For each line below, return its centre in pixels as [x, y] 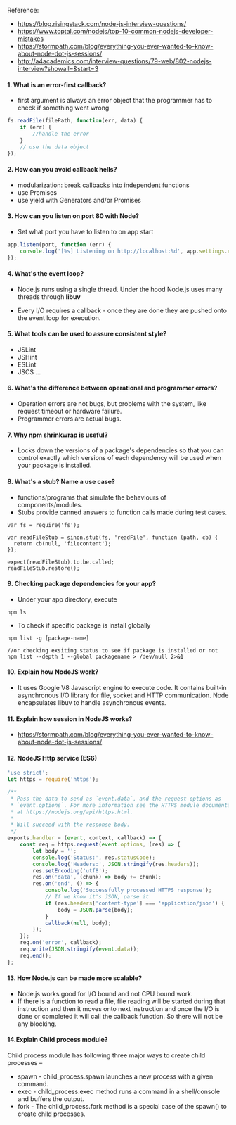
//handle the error [61, 134]
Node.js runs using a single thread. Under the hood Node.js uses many [120, 289]
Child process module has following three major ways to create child [106, 1055]
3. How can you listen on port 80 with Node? [73, 216]
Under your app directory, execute [67, 599]
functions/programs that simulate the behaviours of [92, 497]
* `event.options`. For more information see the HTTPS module [105, 805]
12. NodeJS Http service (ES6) [52, 758]
